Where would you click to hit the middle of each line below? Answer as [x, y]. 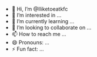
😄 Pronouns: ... [31, 42]
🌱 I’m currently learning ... [43, 21]
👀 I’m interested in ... [36, 15]
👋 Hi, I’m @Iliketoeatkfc [40, 9]
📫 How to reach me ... [39, 34]
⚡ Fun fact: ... [28, 49]
